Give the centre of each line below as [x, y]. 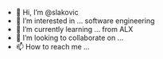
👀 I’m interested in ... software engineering [85, 21]
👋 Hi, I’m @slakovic [47, 12]
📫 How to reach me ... [52, 47]
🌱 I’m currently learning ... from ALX [74, 29]
